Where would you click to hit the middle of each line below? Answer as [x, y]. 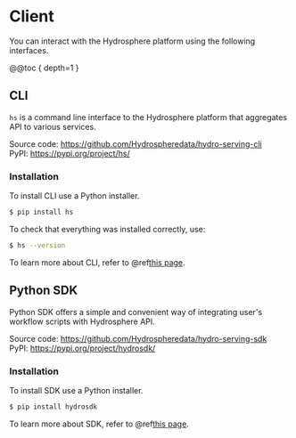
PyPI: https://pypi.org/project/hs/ [70, 153]
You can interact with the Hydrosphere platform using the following [132, 41]
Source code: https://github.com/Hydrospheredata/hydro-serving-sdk [138, 338]
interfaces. [29, 50]
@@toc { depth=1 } [44, 68]
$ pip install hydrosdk [53, 407]
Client [32, 16]
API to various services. [53, 126]
